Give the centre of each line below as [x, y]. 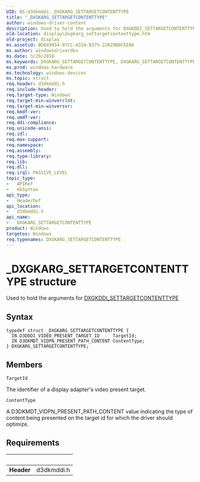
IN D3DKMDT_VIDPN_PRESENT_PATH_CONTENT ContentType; [78, 341]
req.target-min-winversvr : [40, 106]
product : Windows [28, 228]
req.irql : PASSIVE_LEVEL [37, 173]
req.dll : [17, 167]
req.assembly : [24, 151]
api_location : [24, 206]
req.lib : [17, 162]
